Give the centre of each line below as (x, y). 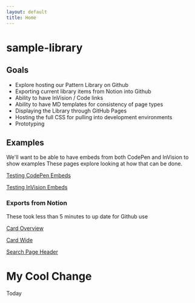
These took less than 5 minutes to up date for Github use (77, 216)
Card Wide (20, 240)
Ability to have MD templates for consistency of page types (89, 104)
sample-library (45, 48)
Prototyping (30, 124)
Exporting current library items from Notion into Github (83, 91)
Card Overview (25, 228)
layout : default (27, 12)
